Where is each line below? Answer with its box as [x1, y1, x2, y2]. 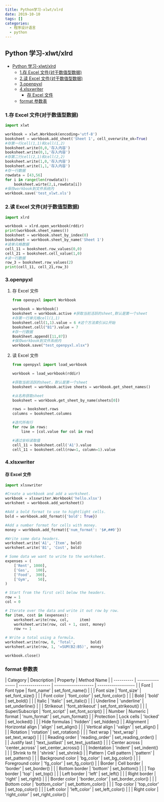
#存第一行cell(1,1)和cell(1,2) [5, 141, 65, 146]
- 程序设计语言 [9, 25, 36, 30]
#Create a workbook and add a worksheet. [5, 492, 91, 496]
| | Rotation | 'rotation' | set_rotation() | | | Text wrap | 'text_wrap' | [5, 729, 138, 735]
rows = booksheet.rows [12, 407, 59, 412]
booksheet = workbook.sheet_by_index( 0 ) [5, 233, 89, 238]
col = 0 [5, 599, 21, 605]
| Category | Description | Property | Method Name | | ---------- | [5, 677, 136, 683]
